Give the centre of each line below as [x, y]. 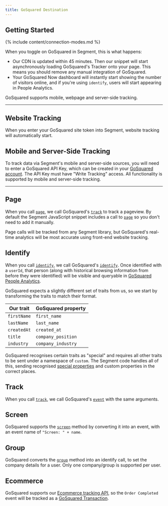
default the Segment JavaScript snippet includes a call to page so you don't [82, 217]
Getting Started [30, 30]
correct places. [21, 371]
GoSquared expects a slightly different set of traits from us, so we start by [81, 290]
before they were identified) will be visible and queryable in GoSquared [78, 275]
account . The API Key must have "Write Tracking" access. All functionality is [84, 174]
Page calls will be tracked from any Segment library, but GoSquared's [77, 232]
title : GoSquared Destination [37, 10]
